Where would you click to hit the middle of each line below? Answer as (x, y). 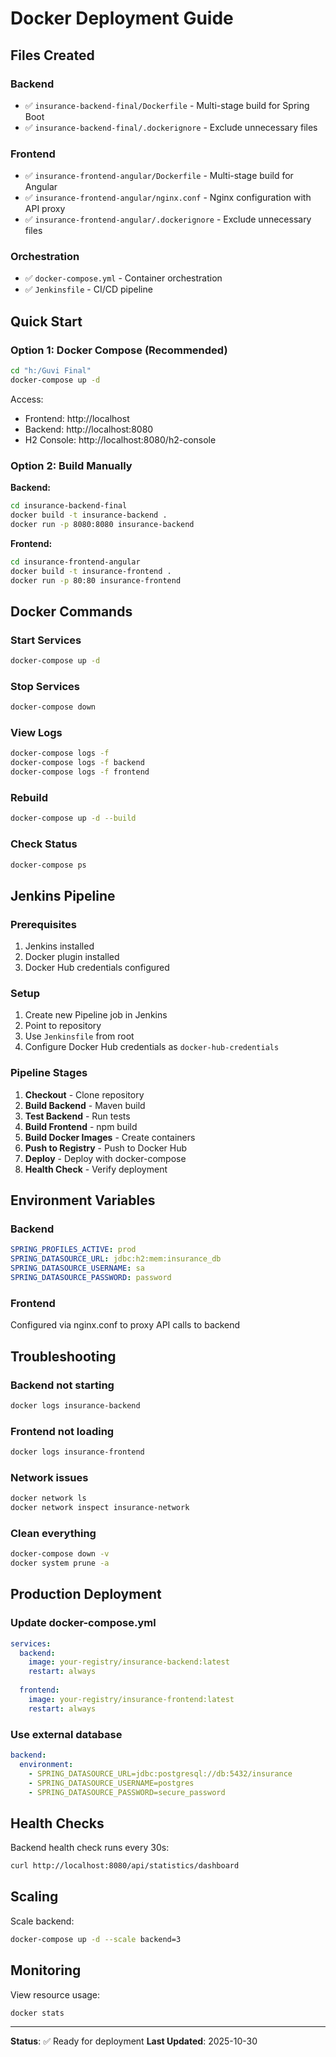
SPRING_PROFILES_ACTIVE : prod (73, 1250)
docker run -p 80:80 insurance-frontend (96, 580)
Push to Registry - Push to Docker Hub (106, 1148)
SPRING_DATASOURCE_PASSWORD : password (91, 1278)
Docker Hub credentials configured (97, 968)
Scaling (34, 1897)
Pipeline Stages (49, 1073)
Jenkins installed (59, 946)
